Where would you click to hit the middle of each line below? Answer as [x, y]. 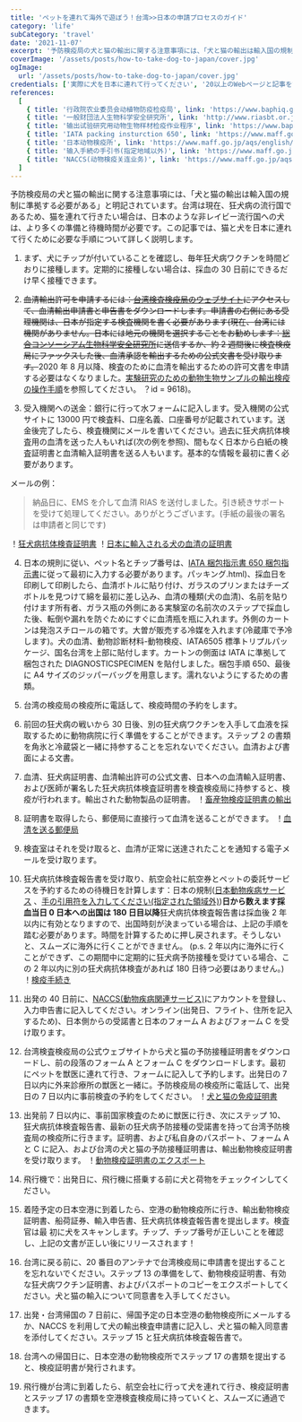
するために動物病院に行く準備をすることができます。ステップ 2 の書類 [161, 735]
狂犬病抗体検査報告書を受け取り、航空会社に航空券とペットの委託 [145, 879]
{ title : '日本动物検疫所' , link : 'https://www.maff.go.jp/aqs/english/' [162, 143]
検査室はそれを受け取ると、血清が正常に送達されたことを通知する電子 [153, 849]
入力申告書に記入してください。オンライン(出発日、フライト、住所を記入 [158, 1010]
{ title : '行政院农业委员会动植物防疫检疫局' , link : [116, 109]
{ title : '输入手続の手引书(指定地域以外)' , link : [113, 151]
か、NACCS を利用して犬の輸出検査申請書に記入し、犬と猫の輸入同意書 [156, 1326]
